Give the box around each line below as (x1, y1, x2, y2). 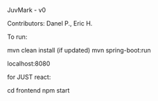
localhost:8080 (7, 59, 51, 68)
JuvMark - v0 (7, 6, 46, 14)
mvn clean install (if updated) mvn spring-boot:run (7, 46, 151, 54)
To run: (7, 33, 28, 41)
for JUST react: (7, 73, 51, 81)
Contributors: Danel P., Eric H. (7, 19, 93, 27)
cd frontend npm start (7, 86, 70, 94)
